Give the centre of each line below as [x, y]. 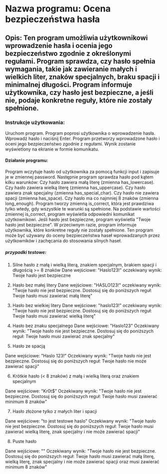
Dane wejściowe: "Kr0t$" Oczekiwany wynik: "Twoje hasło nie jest [74, 391]
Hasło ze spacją [29, 346]
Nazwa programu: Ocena [58, 9]
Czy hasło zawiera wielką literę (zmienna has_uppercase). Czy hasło [76, 187]
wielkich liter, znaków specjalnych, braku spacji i [83, 77]
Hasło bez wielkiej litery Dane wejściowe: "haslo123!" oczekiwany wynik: [87, 305]
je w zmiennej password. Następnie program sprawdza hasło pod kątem [79, 177]
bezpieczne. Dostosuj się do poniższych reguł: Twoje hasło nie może [76, 361]
